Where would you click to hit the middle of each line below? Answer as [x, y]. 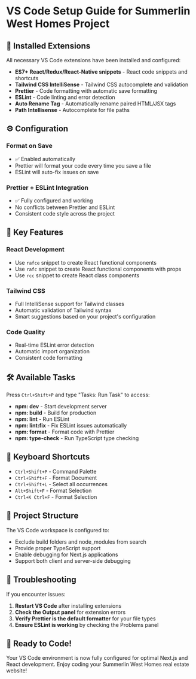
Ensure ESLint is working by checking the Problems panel [87, 625]
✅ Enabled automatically [45, 159]
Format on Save [29, 146]
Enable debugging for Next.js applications [66, 554]
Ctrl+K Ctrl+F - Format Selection [56, 497]
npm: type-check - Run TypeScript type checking [77, 438]
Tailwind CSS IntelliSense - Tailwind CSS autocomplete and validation [102, 84]
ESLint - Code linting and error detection [65, 97]
